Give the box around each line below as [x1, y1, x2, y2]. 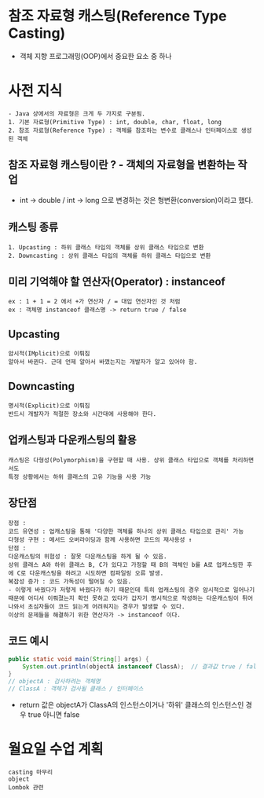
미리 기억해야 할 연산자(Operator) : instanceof [8, 274, 225, 288]
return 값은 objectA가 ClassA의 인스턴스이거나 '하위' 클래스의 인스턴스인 [19, 700, 244, 709]
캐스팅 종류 [8, 221, 59, 234]
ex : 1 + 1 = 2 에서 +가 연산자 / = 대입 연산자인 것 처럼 [8, 298, 181, 306]
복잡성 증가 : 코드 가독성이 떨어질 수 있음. [8, 577, 132, 586]
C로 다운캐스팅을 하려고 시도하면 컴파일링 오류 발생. [16, 569, 164, 577]
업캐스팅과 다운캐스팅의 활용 [8, 433, 137, 447]
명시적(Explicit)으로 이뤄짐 [8, 402, 90, 410]
